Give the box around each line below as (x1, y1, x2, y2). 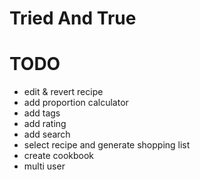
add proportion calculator (23, 97, 129, 109)
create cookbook (23, 150, 95, 162)
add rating (23, 118, 67, 130)
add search (23, 128, 71, 141)
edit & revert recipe (23, 86, 104, 98)
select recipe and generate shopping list (23, 139, 191, 151)
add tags (23, 107, 61, 119)
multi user (23, 160, 66, 172)
